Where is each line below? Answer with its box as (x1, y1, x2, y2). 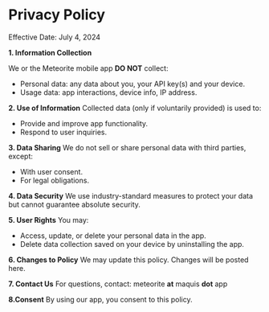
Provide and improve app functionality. (19, 118, 149, 128)
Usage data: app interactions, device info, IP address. (19, 87, 198, 97)
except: (8, 151, 34, 161)
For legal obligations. (19, 175, 90, 185)
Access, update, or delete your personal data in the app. (19, 231, 206, 240)
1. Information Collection (8, 47, 92, 57)
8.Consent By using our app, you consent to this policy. (8, 294, 193, 304)
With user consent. (19, 166, 83, 176)
